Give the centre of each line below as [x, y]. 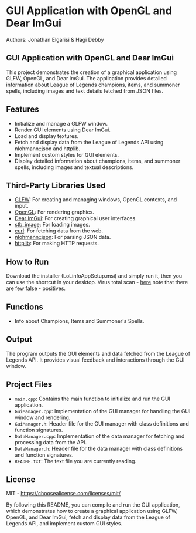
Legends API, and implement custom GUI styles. [64, 524]
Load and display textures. [47, 136]
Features [23, 109]
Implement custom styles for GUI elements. [67, 154]
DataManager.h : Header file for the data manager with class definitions [99, 448]
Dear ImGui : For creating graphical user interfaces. [76, 218]
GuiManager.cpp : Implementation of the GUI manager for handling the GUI [102, 411]
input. [21, 206]
